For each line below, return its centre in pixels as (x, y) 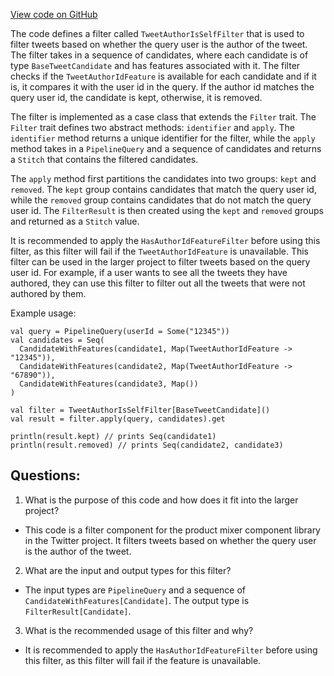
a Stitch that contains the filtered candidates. (104, 159)
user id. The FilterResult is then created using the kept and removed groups (167, 210)
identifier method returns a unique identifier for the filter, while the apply (163, 138)
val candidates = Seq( (57, 340)
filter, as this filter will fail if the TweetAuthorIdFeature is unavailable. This (160, 251)
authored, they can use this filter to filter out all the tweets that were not (158, 283)
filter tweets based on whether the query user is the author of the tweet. (159, 44)
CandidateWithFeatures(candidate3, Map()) (109, 384)
